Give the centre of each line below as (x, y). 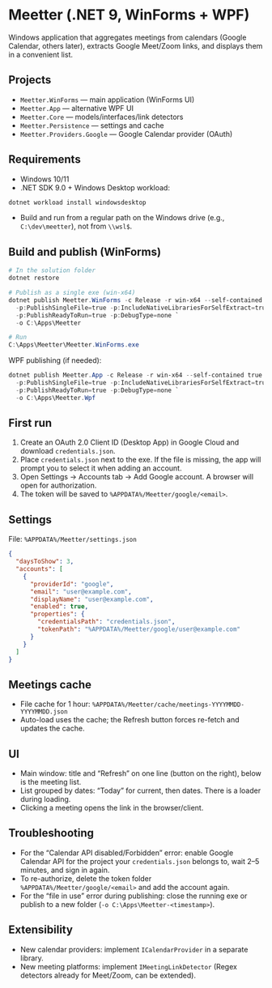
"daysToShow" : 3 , (45, 562)
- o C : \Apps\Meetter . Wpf (55, 398)
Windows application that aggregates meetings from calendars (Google (127, 37)
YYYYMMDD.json (44, 712)
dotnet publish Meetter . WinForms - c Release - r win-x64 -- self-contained (136, 300)
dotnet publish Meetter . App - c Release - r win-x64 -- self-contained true (136, 375)
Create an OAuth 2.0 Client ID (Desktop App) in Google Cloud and (130, 442)
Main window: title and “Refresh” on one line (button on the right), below (140, 773)
